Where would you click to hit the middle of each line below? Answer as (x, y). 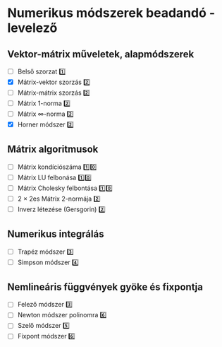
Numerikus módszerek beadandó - (111, 13)
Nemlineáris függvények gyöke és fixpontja (105, 287)
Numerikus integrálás (56, 234)
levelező (32, 28)
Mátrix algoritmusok (53, 149)
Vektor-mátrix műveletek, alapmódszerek (101, 54)
